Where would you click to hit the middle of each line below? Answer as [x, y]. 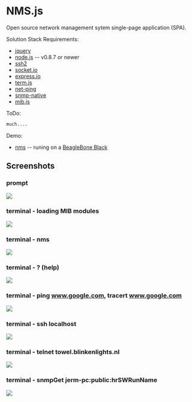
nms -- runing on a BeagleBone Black [61, 147]
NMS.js [25, 11]
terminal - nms [28, 239]
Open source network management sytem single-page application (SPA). [96, 28]
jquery [23, 51]
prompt [17, 183]
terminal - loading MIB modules [53, 211]
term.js [23, 83]
